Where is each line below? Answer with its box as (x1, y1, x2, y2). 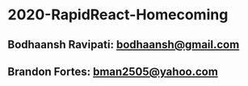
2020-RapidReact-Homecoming (7, 6, 229, 24)
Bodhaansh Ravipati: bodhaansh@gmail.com (7, 38, 240, 51)
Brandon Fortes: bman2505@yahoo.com (7, 64, 219, 78)
